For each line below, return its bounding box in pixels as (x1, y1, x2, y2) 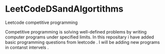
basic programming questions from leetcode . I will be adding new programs (5, 39, 160, 45)
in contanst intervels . (5, 44, 49, 50)
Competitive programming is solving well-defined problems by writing (5, 29, 147, 35)
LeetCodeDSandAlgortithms (5, 3, 124, 15)
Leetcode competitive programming (5, 19, 78, 25)
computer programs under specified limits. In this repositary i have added (5, 34, 154, 40)
